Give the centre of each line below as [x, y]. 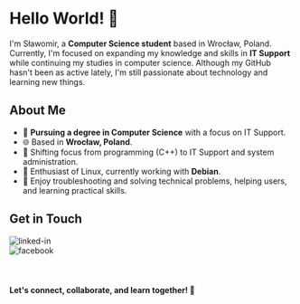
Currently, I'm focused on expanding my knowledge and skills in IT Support [150, 52]
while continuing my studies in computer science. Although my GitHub [140, 62]
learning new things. [47, 81]
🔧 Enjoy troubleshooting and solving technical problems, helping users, [155, 181]
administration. [50, 161]
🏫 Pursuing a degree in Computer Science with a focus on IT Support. [154, 132]
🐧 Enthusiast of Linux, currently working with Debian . [122, 171]
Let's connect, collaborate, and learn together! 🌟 [103, 290]
